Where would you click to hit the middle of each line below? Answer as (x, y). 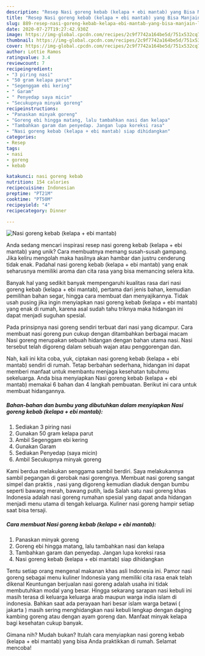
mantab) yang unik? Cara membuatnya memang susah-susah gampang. (97, 252)
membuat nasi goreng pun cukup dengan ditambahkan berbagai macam (97, 334)
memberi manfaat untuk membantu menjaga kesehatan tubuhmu (88, 372)
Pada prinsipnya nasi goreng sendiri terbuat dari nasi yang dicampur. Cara (100, 327)
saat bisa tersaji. (27, 510)
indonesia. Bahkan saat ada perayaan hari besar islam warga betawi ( (94, 603)
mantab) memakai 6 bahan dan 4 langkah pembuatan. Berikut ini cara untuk (102, 385)
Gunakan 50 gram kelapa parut (54, 433)
